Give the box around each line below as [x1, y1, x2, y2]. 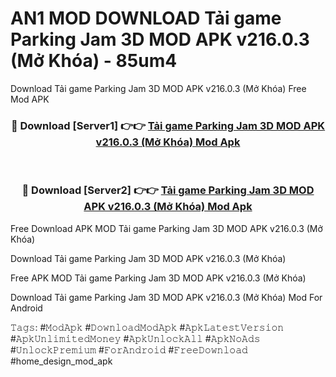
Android [10, 302, 43, 314]
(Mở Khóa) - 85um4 [10, 50, 178, 72]
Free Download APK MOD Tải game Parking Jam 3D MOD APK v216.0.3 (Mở [10, 222, 323, 234]
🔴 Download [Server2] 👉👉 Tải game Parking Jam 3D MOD [21, 183, 315, 197]
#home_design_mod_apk [10, 355, 113, 367]
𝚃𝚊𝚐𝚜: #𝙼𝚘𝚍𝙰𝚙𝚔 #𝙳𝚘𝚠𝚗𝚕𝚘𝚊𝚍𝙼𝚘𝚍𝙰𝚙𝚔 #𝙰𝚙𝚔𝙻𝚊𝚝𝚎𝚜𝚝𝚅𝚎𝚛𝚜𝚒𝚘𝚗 [10, 321, 285, 333]
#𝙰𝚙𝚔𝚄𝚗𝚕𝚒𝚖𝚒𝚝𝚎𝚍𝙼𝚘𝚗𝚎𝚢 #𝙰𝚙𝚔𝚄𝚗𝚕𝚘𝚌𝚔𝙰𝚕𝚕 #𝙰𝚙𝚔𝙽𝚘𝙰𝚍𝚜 [10, 332, 261, 344]
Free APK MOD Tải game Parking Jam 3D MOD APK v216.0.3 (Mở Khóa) [10, 272, 307, 284]
